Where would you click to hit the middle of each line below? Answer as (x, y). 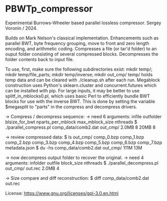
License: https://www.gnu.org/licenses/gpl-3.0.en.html (62, 193)
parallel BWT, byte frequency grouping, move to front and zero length (77, 43)
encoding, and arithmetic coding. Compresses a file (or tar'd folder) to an (81, 48)
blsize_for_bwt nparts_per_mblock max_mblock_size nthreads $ (71, 122)
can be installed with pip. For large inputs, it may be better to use (72, 90)
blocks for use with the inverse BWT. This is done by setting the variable (80, 101)
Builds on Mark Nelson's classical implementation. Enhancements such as (82, 38)
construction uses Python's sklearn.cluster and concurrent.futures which (81, 85)
